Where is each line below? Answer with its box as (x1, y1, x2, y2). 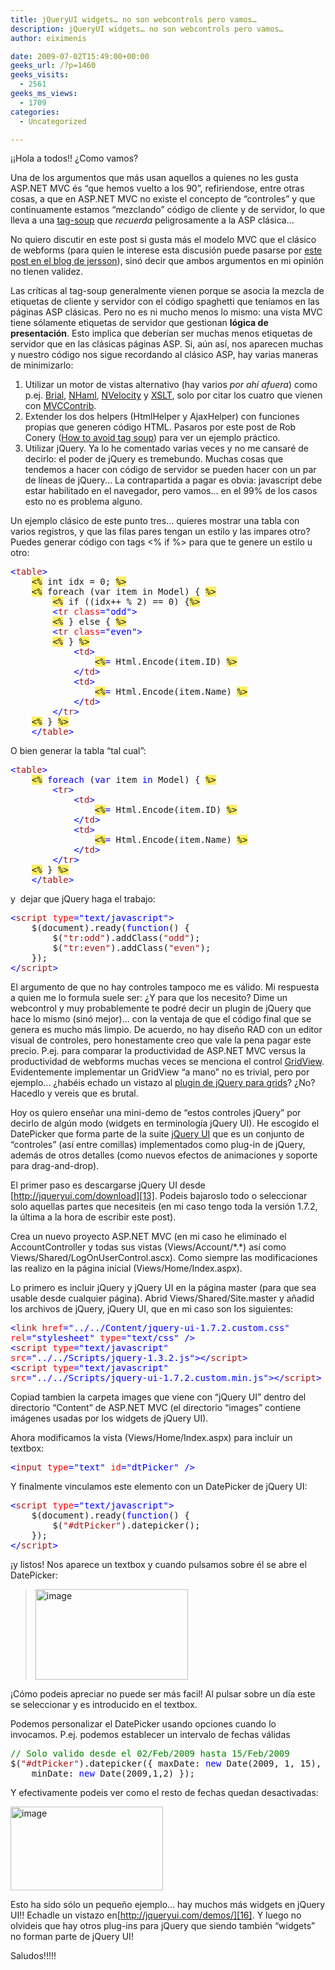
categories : (10, 107, 60, 117)
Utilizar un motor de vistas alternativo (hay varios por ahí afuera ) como (24, 379, 318, 391)
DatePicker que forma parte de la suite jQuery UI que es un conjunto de (10, 1128, 305, 1140)
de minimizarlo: (10, 359, 74, 371)
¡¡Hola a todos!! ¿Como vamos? (10, 152, 139, 165)
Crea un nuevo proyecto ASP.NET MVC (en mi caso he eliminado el (10, 1231, 287, 1243)
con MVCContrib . (24, 400, 97, 412)
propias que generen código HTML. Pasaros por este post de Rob (24, 421, 297, 433)
